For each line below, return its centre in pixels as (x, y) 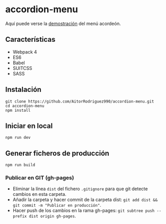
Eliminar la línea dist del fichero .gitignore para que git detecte (80, 189)
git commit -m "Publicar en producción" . (57, 205)
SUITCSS (22, 68)
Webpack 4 (25, 52)
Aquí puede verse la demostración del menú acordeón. (63, 23)
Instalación (23, 90)
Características (30, 40)
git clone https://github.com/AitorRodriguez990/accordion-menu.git (80, 101)
